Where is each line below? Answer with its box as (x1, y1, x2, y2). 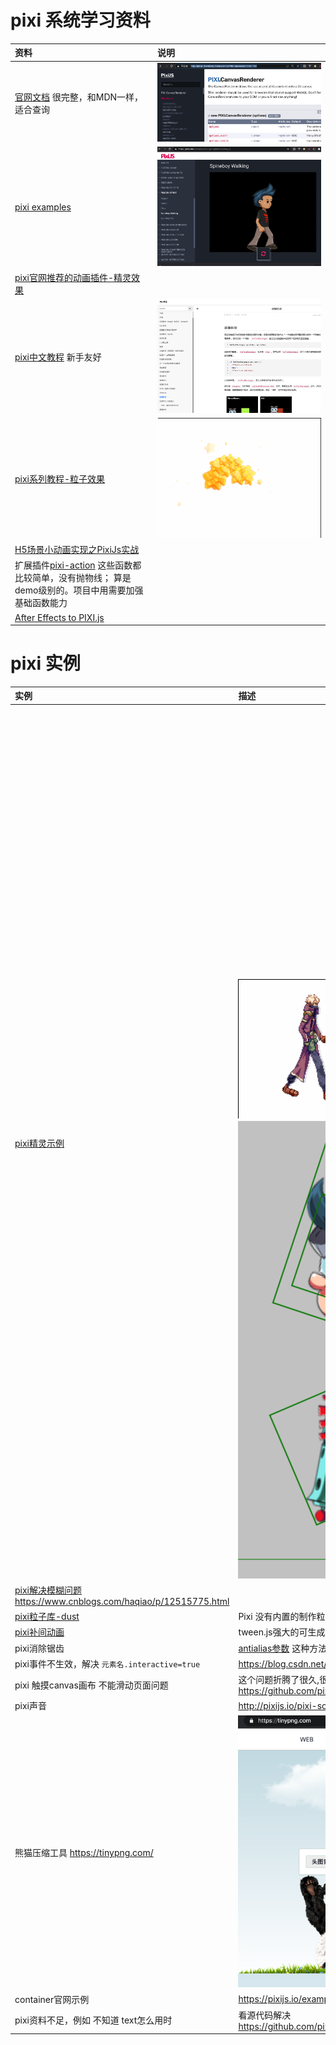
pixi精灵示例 (14, 1137, 65, 1150)
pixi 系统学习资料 (10, 9, 151, 32)
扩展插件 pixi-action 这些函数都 (14, 559, 142, 571)
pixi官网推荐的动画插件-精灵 (14, 271, 132, 283)
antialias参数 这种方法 (238, 1642, 328, 1654)
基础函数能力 (14, 597, 68, 609)
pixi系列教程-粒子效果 (14, 473, 106, 485)
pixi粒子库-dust (14, 1611, 80, 1623)
